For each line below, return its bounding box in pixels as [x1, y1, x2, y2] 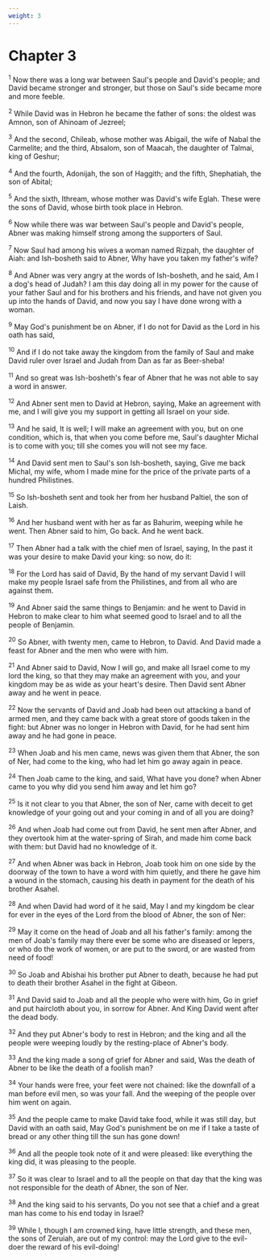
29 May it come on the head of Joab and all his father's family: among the [8, 925, 252, 937]
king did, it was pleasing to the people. [8, 1157, 137, 1166]
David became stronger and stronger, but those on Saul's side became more [8, 83, 262, 93]
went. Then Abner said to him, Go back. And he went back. [8, 526, 204, 536]
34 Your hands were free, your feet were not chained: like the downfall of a [8, 1079, 256, 1090]
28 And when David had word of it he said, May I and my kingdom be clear [8, 900, 255, 911]
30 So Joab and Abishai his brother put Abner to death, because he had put [8, 968, 259, 979]
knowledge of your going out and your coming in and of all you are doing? [8, 807, 254, 817]
